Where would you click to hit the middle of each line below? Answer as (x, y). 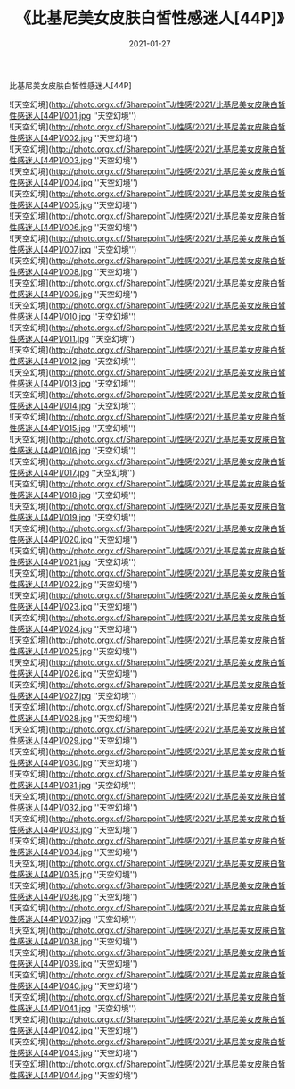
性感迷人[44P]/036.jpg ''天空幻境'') (74, 896)
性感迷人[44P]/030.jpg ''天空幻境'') (74, 762)
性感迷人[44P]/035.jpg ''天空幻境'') (74, 874)
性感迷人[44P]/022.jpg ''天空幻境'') (74, 584)
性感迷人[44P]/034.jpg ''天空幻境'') (74, 852)
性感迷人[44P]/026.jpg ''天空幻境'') (74, 673)
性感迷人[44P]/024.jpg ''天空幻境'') (74, 628)
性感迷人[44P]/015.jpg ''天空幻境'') (73, 428)
